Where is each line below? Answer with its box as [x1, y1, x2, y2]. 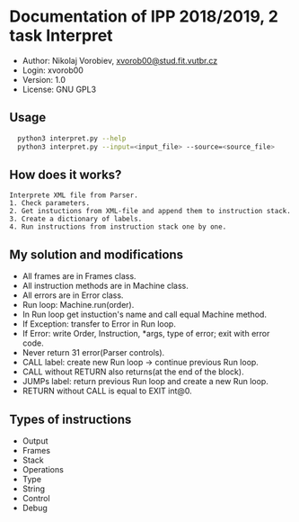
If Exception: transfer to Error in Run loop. [22, 319, 177, 329]
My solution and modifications [9, 247, 184, 262]
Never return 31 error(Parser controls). [22, 347, 165, 358]
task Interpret [9, 25, 114, 46]
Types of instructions [9, 411, 132, 427]
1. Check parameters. [9, 199, 91, 208]
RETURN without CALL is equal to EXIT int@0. [22, 385, 193, 397]
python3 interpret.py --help [17, 133, 127, 143]
